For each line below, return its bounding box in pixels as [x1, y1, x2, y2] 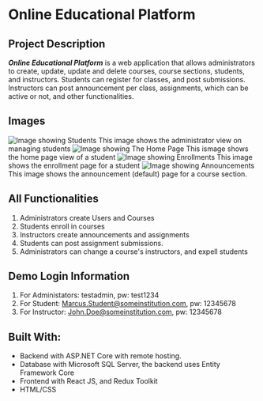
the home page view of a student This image [8, 152, 253, 161]
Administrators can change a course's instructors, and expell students [19, 247, 249, 256]
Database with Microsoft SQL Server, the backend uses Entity [19, 360, 221, 369]
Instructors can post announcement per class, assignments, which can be [8, 83, 249, 93]
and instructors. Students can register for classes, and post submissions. [8, 75, 246, 84]
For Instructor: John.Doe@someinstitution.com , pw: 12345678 [19, 307, 223, 317]
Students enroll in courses [19, 221, 105, 231]
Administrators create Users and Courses [19, 213, 155, 222]
